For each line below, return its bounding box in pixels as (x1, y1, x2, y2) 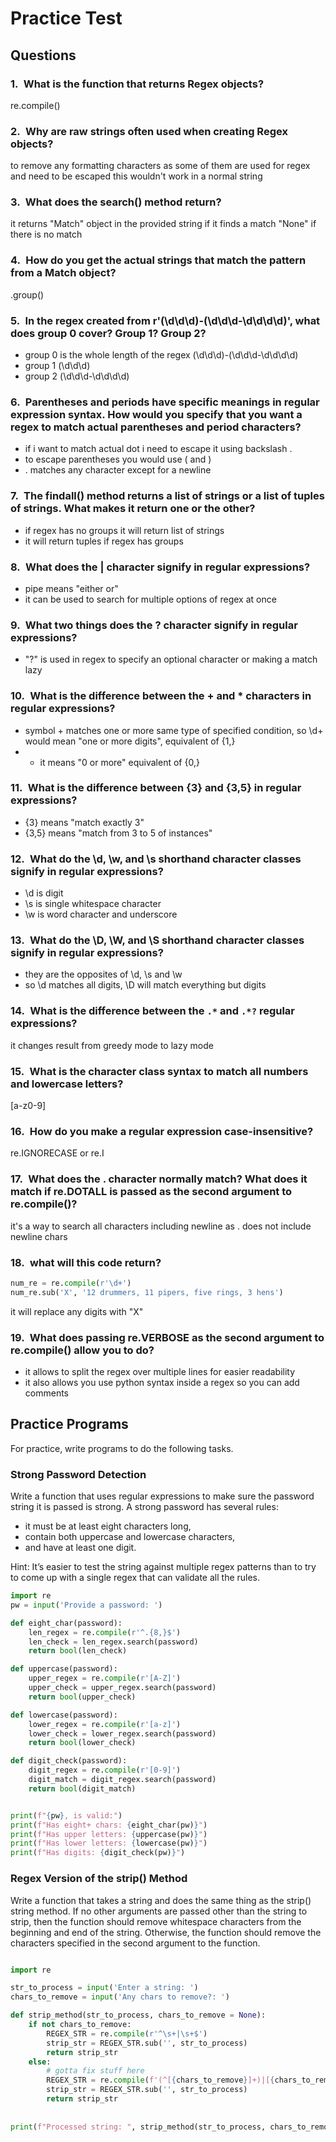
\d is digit (24, 887, 64, 899)
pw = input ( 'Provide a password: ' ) (10, 1600, 163, 1610)
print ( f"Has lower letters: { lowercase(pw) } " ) (10, 1838, 208, 1849)
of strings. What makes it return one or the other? (10, 502, 256, 516)
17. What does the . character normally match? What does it (10, 1172, 308, 1186)
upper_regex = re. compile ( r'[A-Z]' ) (28, 1673, 182, 1684)
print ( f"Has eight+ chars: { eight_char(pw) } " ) (10, 1820, 208, 1830)
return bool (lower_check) (28, 1738, 137, 1748)
